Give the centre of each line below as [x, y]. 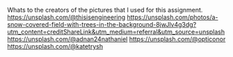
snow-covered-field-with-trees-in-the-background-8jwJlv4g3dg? [102, 24]
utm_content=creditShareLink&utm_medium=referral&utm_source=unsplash [116, 32]
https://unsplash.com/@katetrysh [55, 46]
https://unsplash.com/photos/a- [172, 17]
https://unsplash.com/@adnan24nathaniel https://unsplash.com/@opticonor [116, 39]
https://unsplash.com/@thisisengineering [66, 17]
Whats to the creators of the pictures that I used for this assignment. [105, 10]
